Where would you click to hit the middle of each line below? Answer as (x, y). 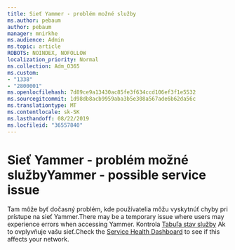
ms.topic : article (34, 46)
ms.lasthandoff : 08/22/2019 (48, 118)
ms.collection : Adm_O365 (43, 66)
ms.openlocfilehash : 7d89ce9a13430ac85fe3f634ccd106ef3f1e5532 (102, 92)
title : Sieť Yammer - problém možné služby (72, 14)
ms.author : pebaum (34, 20)
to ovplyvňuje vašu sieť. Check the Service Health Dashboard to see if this (114, 232)
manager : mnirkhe (33, 33)
